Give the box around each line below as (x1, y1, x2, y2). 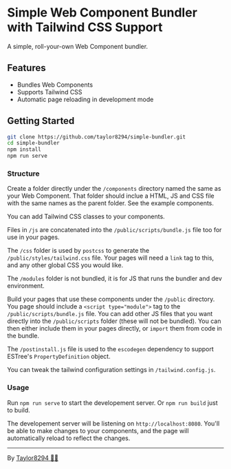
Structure (7, 169, 40, 178)
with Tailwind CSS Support (7, 19, 163, 35)
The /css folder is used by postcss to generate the (7, 247, 150, 255)
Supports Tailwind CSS (16, 87, 82, 96)
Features (7, 62, 46, 74)
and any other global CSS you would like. (7, 261, 124, 269)
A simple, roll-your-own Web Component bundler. (7, 42, 148, 50)
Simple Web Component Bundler (7, 5, 198, 21)
